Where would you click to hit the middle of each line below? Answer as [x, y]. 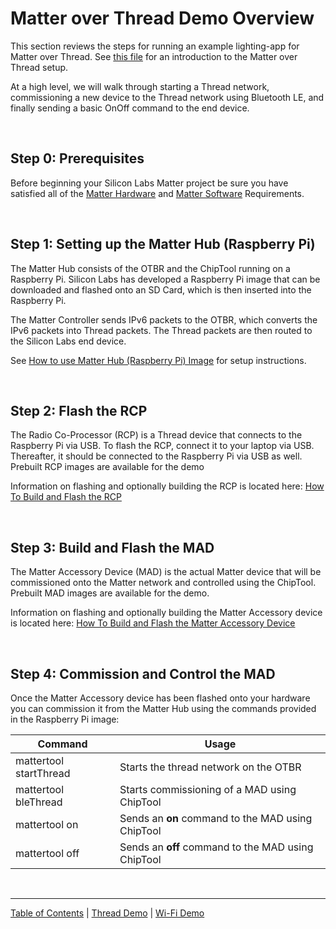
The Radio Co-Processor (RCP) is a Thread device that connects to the [156, 435]
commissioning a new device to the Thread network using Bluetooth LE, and [167, 97]
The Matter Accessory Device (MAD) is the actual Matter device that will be [166, 572]
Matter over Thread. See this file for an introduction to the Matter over [154, 56]
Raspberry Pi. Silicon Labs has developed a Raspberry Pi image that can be [165, 279]
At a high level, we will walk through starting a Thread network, [140, 86]
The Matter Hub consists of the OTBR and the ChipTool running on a [150, 268]
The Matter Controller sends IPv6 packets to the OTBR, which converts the [164, 319]
